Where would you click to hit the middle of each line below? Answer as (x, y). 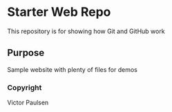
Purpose (26, 53)
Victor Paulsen (28, 103)
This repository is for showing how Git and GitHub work (86, 31)
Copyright (25, 87)
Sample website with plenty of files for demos (73, 69)
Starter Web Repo (59, 12)
